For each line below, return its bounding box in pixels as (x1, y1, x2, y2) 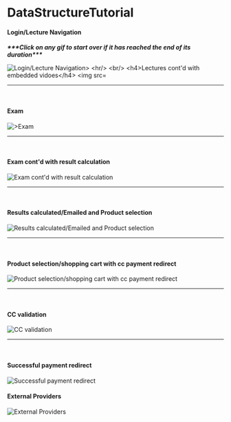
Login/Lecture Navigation (7, 28, 82, 36)
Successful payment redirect (7, 361, 92, 369)
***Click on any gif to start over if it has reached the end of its (7, 43, 191, 52)
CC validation (7, 310, 47, 318)
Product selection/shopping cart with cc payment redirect (7, 260, 177, 268)
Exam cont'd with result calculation (7, 158, 111, 166)
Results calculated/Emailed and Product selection (7, 209, 153, 217)
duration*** (7, 50, 43, 59)
